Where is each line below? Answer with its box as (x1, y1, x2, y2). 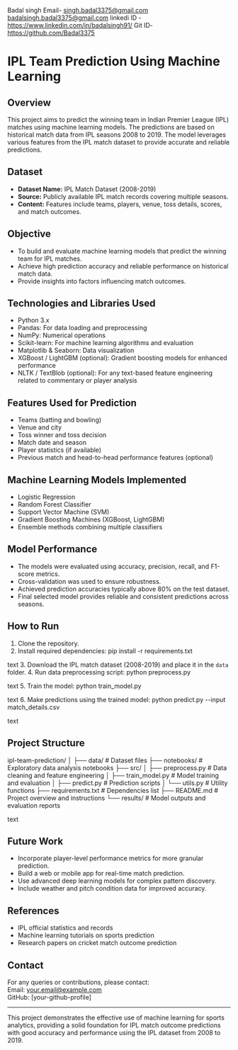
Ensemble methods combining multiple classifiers (17, 523, 163, 531)
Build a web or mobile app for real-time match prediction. (17, 869, 185, 878)
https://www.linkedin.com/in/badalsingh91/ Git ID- (7, 21, 154, 29)
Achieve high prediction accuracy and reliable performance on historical (17, 261, 229, 270)
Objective (7, 228, 52, 240)
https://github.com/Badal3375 (7, 28, 96, 37)
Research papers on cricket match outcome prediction (17, 939, 177, 947)
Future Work (7, 835, 64, 847)
